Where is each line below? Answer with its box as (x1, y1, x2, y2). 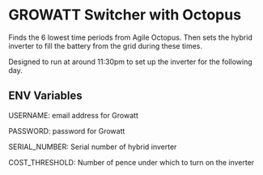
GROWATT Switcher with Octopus (8, 6, 241, 24)
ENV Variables (8, 89, 83, 103)
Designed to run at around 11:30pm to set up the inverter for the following (8, 57, 252, 66)
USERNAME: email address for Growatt (8, 110, 139, 120)
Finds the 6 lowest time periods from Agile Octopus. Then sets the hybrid (8, 32, 252, 42)
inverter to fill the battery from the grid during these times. (8, 41, 203, 50)
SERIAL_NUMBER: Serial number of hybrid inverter (8, 142, 177, 152)
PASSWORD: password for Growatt (8, 126, 125, 135)
